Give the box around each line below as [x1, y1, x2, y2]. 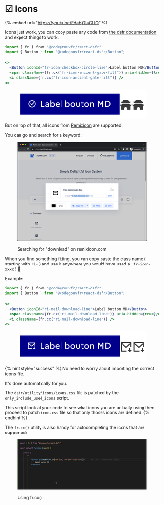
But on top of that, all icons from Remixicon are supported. [5, 122, 123, 128]
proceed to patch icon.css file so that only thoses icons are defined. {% [5, 410, 150, 416]
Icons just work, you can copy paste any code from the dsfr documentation [5, 29, 157, 35]
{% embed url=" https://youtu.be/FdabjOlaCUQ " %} [5, 20, 108, 25]
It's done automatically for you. [5, 381, 67, 386]
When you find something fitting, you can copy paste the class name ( [5, 256, 146, 262]
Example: [5, 276, 24, 282]
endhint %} [5, 415, 28, 421]
